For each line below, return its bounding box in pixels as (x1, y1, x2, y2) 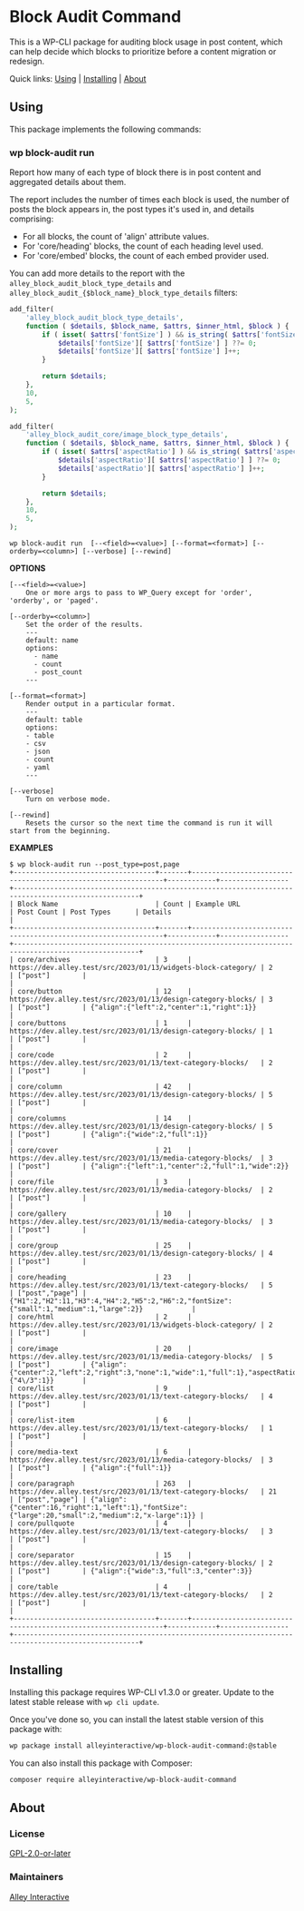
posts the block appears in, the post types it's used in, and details (9, 204, 255, 215)
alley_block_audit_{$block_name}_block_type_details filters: (9, 288, 238, 299)
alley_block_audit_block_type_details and (9, 278, 172, 289)
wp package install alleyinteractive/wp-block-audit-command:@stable (9, 1740, 278, 1750)
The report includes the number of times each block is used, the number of (9, 194, 290, 205)
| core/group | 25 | (9, 1241, 193, 1250)
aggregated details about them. (9, 177, 127, 188)
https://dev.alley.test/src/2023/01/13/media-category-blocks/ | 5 (9, 1352, 273, 1362)
